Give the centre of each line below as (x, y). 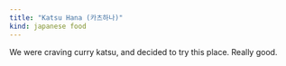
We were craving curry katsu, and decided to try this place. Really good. (143, 52)
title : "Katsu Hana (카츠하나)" (66, 18)
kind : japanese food (48, 26)
